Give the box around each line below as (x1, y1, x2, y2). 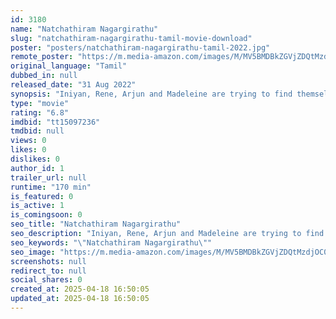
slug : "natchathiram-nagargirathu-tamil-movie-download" (10, 33, 253, 43)
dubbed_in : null (10, 71, 78, 81)
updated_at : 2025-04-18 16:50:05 (10, 294, 150, 304)
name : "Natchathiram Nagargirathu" (10, 24, 159, 34)
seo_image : (10, 247, 56, 257)
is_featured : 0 (10, 191, 74, 201)
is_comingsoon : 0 (10, 210, 83, 220)
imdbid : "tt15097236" (10, 117, 101, 127)
